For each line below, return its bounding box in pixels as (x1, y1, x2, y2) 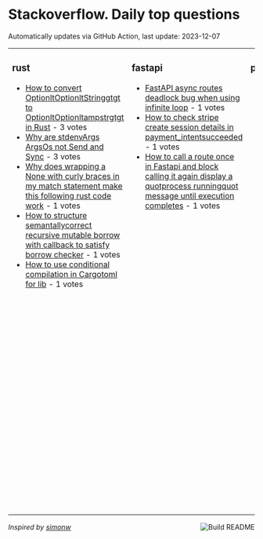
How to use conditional (25, 259, 110, 270)
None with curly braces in (25, 170, 120, 181)
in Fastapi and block (144, 161, 219, 172)
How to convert (25, 82, 82, 93)
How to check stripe (144, 111, 219, 122)
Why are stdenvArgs (25, 131, 100, 142)
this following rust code (25, 190, 112, 201)
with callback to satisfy (25, 239, 110, 250)
